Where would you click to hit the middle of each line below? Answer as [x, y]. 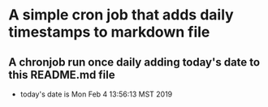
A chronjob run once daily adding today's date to [134, 62]
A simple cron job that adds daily [121, 15]
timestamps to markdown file [109, 32]
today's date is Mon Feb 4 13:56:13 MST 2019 [96, 94]
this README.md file [62, 75]
